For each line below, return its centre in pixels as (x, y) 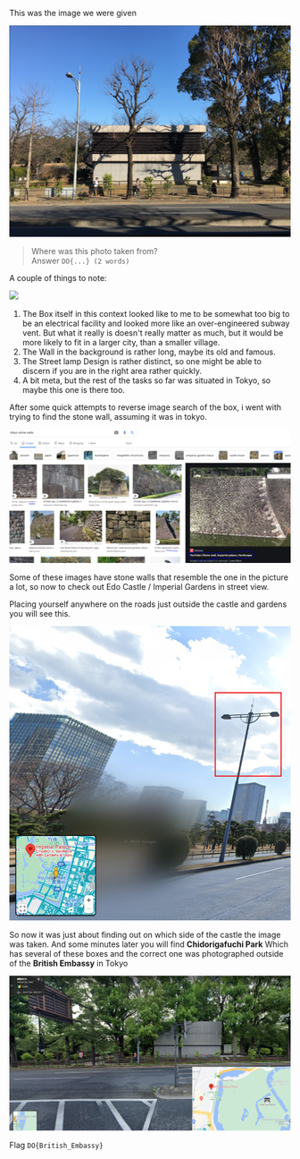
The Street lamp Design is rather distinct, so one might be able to (142, 362)
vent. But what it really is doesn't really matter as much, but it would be (153, 333)
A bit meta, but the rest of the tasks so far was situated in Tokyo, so (146, 380)
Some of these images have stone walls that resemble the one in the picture (149, 577)
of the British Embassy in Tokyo (69, 963)
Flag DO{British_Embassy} (57, 1146)
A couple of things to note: (58, 278)
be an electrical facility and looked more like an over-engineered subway (156, 324)
